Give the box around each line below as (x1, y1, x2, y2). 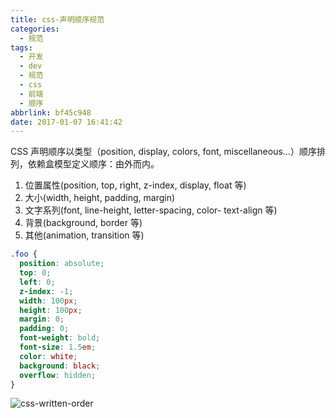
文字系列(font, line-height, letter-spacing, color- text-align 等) (24, 204, 278, 216)
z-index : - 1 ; (19, 286, 74, 296)
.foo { (10, 249, 38, 260)
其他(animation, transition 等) (24, 229, 145, 241)
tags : (10, 42, 33, 53)
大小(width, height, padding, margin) (24, 192, 176, 204)
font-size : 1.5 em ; (19, 342, 97, 352)
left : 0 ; (19, 277, 56, 287)
